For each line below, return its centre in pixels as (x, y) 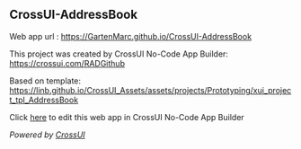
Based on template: (45, 81)
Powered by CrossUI (47, 135)
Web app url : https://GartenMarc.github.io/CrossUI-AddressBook (131, 36)
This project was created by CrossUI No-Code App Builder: (119, 54)
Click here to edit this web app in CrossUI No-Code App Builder (127, 117)
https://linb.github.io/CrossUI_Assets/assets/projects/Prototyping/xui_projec (150, 90)
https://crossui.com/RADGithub (67, 63)
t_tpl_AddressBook (44, 100)
